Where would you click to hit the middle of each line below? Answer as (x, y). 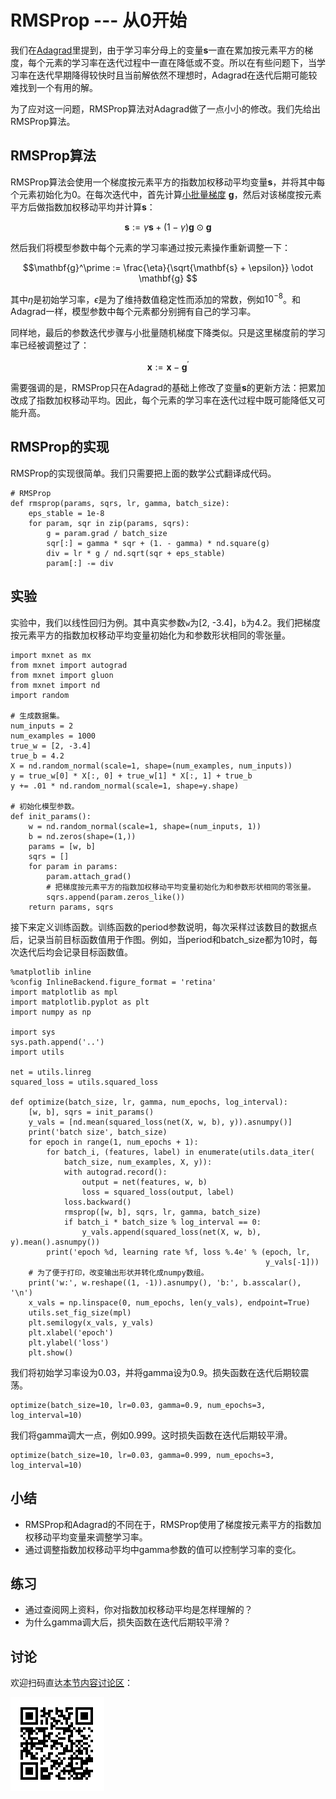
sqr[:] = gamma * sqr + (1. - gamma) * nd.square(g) (158, 543)
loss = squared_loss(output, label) (158, 1192)
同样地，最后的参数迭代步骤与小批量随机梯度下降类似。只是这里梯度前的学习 (168, 333)
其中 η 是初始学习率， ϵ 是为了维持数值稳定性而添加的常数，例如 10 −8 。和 (156, 298)
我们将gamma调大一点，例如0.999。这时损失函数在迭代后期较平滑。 (151, 1435)
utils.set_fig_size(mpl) (80, 1312)
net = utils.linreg (51, 1072)
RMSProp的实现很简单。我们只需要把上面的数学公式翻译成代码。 (143, 473)
